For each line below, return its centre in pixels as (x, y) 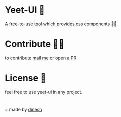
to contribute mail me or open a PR (41, 58)
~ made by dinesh (24, 109)
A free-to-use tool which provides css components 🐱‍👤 (61, 24)
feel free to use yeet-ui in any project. (44, 92)
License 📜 (26, 78)
